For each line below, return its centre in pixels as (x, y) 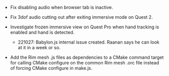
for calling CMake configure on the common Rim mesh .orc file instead (84, 63)
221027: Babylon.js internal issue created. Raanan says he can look (89, 42)
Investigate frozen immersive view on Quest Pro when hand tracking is (84, 27)
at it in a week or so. (39, 47)
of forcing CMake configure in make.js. (51, 68)
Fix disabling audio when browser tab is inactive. (61, 7)
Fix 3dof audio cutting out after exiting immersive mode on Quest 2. (81, 17)
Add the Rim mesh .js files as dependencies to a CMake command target (87, 57)
